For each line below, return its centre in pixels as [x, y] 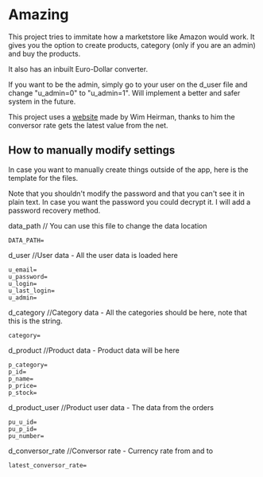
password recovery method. [54, 210]
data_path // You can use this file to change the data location [108, 225]
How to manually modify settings [92, 150]
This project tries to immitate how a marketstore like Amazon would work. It [131, 37]
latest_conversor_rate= [48, 465]
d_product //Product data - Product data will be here [94, 350]
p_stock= [23, 393]
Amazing [39, 15]
